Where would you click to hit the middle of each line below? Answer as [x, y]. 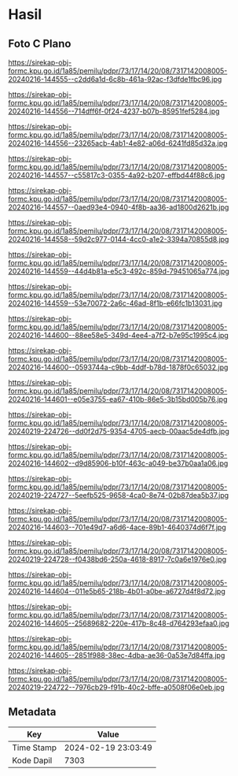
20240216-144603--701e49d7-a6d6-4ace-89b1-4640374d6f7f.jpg [117, 527]
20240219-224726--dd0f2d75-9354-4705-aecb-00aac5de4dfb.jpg [119, 431]
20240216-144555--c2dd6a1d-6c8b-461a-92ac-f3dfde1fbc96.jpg [115, 79]
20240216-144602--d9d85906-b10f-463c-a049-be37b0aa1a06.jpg [118, 463]
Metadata [32, 712]
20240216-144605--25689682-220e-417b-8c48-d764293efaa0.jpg [119, 623]
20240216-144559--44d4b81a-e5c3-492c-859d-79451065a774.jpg [119, 271]
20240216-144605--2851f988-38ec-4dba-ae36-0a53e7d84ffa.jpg [117, 655]
